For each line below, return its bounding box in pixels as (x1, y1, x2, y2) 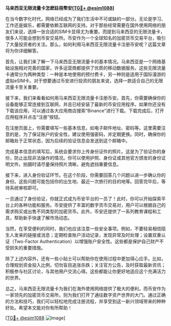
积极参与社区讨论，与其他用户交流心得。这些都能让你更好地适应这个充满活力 (5, 268, 166, 274)
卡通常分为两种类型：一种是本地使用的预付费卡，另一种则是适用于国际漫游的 (5, 71, 166, 77)
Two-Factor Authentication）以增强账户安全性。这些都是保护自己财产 (14, 238, 159, 244)
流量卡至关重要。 (5, 84, 41, 90)
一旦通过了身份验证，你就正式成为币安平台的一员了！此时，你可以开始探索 (5, 196, 161, 202)
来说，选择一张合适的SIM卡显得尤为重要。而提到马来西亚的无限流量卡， (14, 29, 165, 35)
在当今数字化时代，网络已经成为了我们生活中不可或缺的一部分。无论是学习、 (5, 16, 166, 22)
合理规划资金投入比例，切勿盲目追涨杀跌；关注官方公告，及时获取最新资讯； (5, 262, 166, 268)
